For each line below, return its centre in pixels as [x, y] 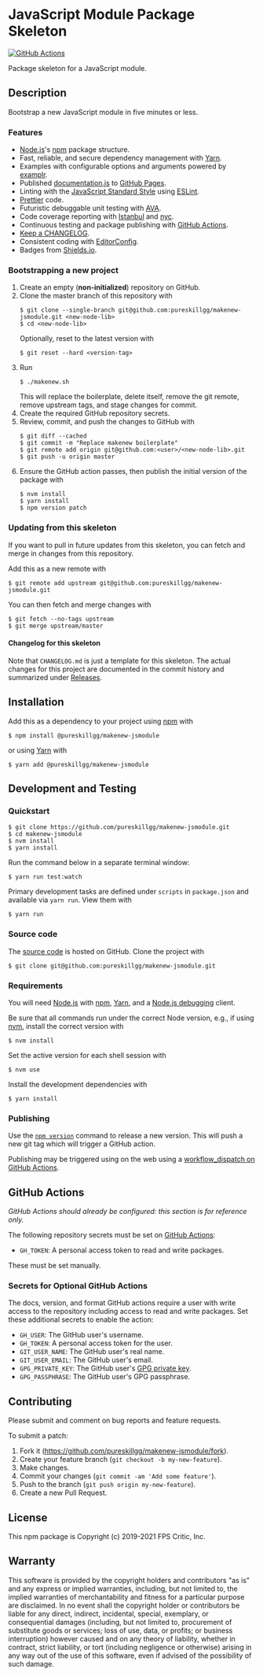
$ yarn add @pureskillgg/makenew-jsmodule [79, 764]
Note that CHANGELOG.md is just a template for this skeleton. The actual [119, 660]
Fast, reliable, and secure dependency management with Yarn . [121, 158]
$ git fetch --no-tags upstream [61, 619]
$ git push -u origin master [67, 457]
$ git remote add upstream [52, 583]
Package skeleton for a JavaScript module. [77, 68]
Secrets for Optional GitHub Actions [78, 1286]
